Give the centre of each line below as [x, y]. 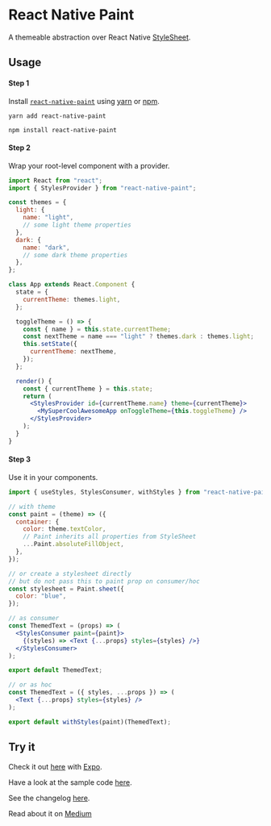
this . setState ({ [50, 344]
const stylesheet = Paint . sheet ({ [67, 589]
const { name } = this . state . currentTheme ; [97, 329]
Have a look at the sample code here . [71, 782]
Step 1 [19, 83]
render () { [34, 381]
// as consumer [34, 619]
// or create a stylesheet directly [70, 574]
